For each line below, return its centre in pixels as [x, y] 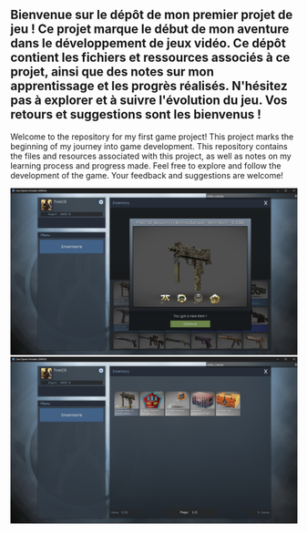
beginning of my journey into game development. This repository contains [149, 146]
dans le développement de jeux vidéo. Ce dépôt [148, 43]
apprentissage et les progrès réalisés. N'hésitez [149, 86]
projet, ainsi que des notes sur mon [113, 72]
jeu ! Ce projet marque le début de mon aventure [150, 30]
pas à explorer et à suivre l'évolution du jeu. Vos [149, 101]
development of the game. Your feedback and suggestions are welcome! [147, 175]
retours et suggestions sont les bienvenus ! [136, 114]
